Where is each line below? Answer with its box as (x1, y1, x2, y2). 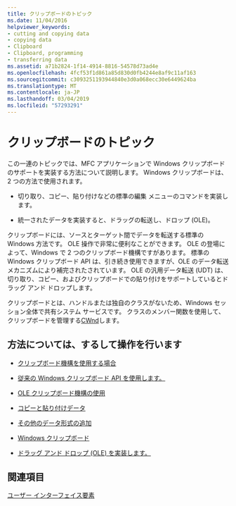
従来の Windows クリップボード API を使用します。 (17, 374, 166, 382)
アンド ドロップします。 (27, 283, 96, 292)
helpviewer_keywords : (7, 23, 71, 30)
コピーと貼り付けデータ (17, 403, 86, 412)
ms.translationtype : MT (7, 82, 77, 90)
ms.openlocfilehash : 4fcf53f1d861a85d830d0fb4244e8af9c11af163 (7, 69, 197, 76)
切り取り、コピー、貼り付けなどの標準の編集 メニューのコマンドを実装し (17, 192, 229, 200)
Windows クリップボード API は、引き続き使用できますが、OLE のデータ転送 (7, 257, 229, 265)
